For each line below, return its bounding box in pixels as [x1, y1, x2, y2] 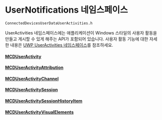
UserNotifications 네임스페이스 [5, 4, 128, 16]
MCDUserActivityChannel [5, 76, 59, 82]
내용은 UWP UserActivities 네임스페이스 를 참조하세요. [10, 42, 114, 48]
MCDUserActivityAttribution [5, 65, 63, 70]
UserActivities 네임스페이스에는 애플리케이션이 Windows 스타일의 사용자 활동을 [5, 30, 157, 35]
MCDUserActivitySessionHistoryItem [5, 98, 83, 103]
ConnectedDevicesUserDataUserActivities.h [5, 20, 93, 26]
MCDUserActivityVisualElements [5, 109, 74, 115]
